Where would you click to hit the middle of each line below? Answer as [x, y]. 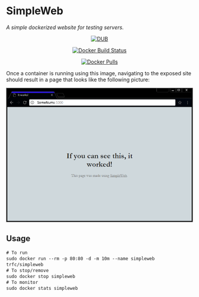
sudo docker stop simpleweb [41, 277]
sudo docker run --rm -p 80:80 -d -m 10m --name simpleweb [81, 259]
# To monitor [22, 283]
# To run [17, 253]
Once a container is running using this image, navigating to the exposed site [99, 73]
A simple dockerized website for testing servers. [65, 27]
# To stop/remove [28, 271]
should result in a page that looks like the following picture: [78, 79]
